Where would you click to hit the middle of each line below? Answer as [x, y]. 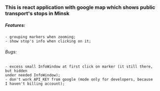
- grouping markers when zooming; [41, 37]
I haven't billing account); [35, 84]
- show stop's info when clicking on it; [48, 41]
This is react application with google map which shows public [80, 7]
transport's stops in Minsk [37, 13]
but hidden [16, 71]
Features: [15, 25]
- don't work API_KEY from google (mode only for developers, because [79, 80]
